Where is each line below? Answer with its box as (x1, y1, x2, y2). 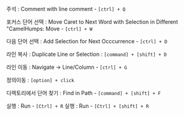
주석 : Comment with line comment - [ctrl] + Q (6, 5, 126, 12)
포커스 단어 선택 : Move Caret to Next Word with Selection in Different (6, 18, 179, 26)
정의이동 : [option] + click (6, 77, 74, 83)
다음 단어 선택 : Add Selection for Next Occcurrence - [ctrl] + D (6, 38, 168, 44)
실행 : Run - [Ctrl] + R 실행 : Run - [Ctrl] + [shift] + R (6, 102, 149, 110)
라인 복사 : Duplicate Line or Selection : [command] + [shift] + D (6, 51, 167, 58)
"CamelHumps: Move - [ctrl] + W (6, 25, 93, 32)
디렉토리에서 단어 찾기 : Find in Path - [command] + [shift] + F (6, 89, 161, 96)
